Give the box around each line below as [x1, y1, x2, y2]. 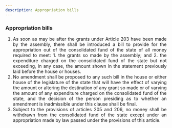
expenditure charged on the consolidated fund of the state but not [12, 57, 167, 64]
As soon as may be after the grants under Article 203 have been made [12, 36, 167, 42]
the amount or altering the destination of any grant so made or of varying [12, 85, 167, 91]
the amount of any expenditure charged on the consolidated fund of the [12, 90, 167, 96]
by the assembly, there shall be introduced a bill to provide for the [12, 41, 167, 47]
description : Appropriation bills [5, 7, 79, 13]
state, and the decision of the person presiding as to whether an [12, 95, 167, 101]
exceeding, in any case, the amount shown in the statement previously [12, 63, 167, 69]
